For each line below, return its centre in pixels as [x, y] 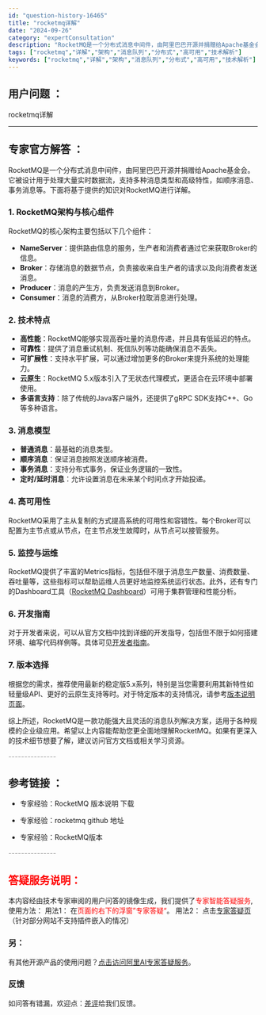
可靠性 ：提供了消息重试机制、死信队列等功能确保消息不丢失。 [120, 349]
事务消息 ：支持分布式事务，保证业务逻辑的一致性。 [103, 469]
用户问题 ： [36, 94]
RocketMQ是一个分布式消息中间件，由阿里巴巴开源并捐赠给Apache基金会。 [131, 170]
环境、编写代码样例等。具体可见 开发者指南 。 [81, 642]
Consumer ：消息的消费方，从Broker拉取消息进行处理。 [110, 297]
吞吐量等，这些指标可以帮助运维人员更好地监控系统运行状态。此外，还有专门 [133, 581]
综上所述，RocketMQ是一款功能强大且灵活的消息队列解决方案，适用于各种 [129, 720]
